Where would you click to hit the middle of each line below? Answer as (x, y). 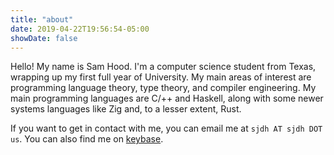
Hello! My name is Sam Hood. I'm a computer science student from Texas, (163, 67)
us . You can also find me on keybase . (87, 139)
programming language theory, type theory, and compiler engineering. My (163, 88)
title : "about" (42, 19)
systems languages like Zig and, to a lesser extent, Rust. (126, 109)
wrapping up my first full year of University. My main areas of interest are (161, 77)
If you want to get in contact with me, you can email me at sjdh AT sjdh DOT (166, 128)
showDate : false (44, 38)
